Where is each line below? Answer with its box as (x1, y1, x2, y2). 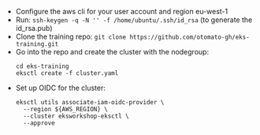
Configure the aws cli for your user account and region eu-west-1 (15, 7, 228, 16)
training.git (15, 40, 59, 48)
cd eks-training (15, 62, 69, 70)
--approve (23, 119, 55, 127)
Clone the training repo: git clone (15, 32, 127, 41)
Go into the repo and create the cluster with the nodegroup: (15, 47, 210, 56)
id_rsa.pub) (15, 24, 53, 32)
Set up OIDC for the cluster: (15, 83, 106, 92)
